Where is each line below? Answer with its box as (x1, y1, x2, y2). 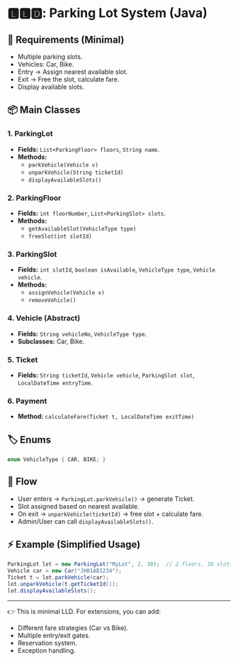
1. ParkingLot (7, 129, 53, 139)
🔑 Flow (7, 475, 38, 487)
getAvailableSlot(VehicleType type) (28, 225, 137, 232)
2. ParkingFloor (7, 193, 62, 203)
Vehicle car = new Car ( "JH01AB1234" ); (7, 568, 122, 575)
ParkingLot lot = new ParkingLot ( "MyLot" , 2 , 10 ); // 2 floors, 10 (7, 561, 214, 568)
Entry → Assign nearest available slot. (17, 67, 128, 76)
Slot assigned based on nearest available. (17, 502, 140, 510)
